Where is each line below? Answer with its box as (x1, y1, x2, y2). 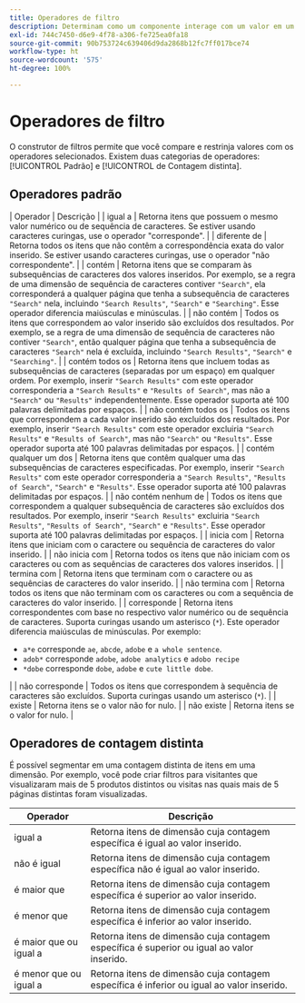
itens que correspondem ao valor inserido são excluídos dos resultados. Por (9, 317, 295, 328)
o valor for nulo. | (9, 710, 74, 720)
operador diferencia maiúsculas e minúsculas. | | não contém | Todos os (9, 307, 280, 318)
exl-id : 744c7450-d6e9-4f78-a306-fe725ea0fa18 (9, 30, 189, 39)
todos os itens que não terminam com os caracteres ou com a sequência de (9, 587, 294, 598)
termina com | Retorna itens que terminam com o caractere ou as (9, 568, 253, 579)
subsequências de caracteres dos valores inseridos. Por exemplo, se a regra (9, 269, 296, 280)
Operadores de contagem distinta (9, 736, 204, 751)
